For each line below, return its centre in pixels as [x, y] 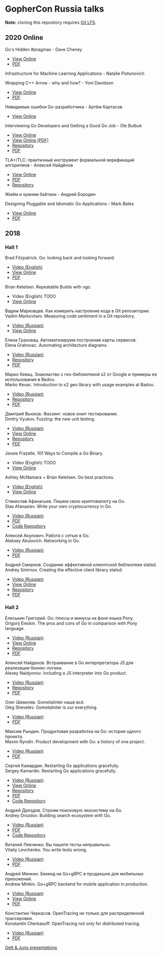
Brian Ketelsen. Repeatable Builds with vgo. [48, 287]
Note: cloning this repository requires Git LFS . [51, 22]
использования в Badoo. [30, 379]
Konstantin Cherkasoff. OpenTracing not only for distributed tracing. [73, 923]
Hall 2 [12, 607]
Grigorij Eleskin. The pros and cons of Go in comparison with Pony [71, 623]
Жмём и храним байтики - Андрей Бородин [50, 194]
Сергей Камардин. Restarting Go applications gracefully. [62, 766]
